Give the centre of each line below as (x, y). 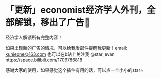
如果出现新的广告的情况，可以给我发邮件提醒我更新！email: (66, 48)
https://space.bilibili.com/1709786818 (44, 60)
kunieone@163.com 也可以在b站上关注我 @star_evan (60, 54)
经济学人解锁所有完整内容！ (34, 37)
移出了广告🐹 (65, 23)
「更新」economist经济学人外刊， (76, 10)
